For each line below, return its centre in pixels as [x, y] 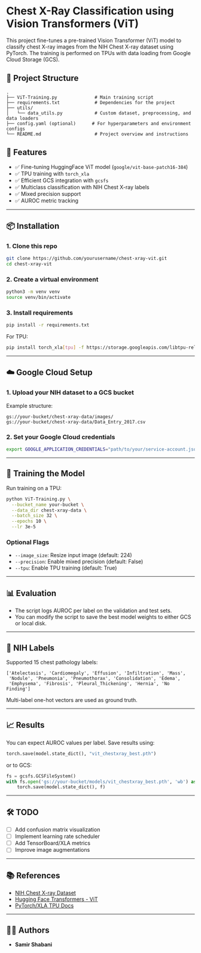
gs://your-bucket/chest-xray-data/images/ [60, 417]
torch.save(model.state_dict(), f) [61, 787]
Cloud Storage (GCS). [33, 59]
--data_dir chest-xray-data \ [49, 510]
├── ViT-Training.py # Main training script [80, 97]
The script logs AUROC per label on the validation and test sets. [93, 611]
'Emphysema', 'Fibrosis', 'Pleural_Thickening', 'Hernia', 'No [89, 683]
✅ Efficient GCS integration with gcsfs [62, 180]
